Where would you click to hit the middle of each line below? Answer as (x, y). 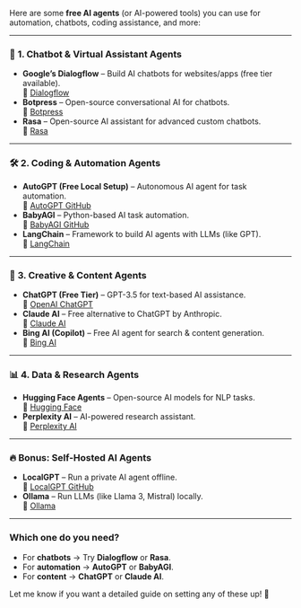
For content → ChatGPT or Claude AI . (93, 576)
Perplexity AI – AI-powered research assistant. (109, 417)
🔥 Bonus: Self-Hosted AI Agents (81, 458)
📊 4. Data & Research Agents (74, 374)
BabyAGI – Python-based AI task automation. (106, 215)
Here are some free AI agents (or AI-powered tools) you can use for (135, 13)
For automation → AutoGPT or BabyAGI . (98, 567)
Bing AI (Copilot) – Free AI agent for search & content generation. (143, 332)
